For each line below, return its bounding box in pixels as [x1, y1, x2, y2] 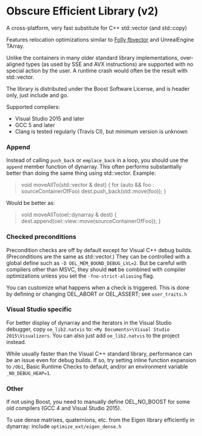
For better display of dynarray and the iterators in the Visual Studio [6, 319, 172, 326]
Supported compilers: [6, 103, 60, 110]
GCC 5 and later [14, 121, 55, 128]
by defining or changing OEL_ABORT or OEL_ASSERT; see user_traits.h [6, 290, 188, 298]
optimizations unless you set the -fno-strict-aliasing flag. [6, 272, 155, 279]
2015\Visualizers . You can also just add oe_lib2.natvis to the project [6, 331, 180, 339]
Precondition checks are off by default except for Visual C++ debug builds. [6, 246, 193, 253]
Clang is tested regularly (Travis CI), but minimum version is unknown [14, 128, 188, 135]
